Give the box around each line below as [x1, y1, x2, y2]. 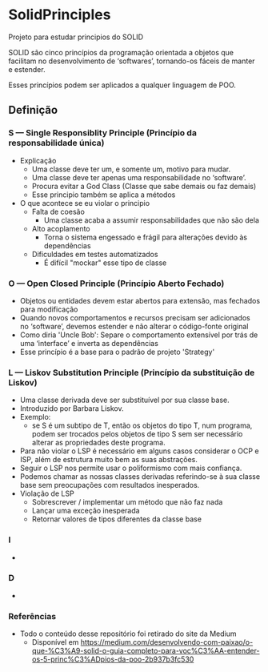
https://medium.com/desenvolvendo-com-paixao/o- [80, 638, 254, 647]
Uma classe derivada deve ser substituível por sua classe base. [19, 395, 230, 405]
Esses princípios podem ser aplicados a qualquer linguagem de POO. [8, 80, 236, 90]
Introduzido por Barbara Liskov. [19, 404, 124, 413]
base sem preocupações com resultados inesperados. [19, 481, 200, 490]
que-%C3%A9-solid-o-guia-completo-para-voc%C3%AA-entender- [31, 646, 260, 656]
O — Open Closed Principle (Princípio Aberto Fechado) [8, 278, 225, 289]
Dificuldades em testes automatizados [31, 249, 158, 259]
